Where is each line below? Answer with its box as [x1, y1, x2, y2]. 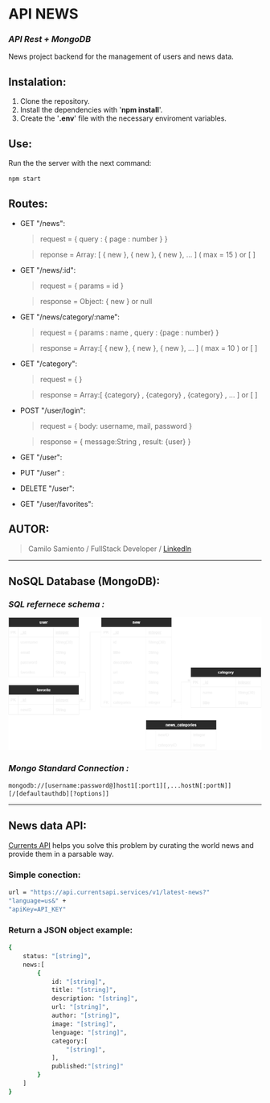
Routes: [8, 197, 48, 211]
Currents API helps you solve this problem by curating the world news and [8, 840, 255, 850]
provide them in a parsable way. [8, 849, 114, 858]
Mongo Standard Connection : [8, 762, 129, 773]
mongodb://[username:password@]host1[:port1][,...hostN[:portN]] [8, 782, 231, 790]
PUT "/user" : [19, 467, 65, 477]
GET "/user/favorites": [19, 499, 94, 508]
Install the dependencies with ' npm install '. [19, 105, 163, 115]
